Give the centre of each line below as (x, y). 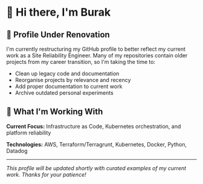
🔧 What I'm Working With (55, 112)
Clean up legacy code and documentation (67, 74)
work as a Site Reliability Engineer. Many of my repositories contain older (97, 56)
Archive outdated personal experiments (64, 93)
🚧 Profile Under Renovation (58, 35)
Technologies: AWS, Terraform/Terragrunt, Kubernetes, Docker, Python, (97, 144)
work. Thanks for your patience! (46, 174)
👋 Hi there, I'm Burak (59, 12)
